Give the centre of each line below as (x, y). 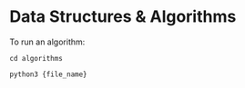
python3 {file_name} (49, 74)
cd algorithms (36, 58)
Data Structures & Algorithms (123, 17)
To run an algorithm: (47, 42)
